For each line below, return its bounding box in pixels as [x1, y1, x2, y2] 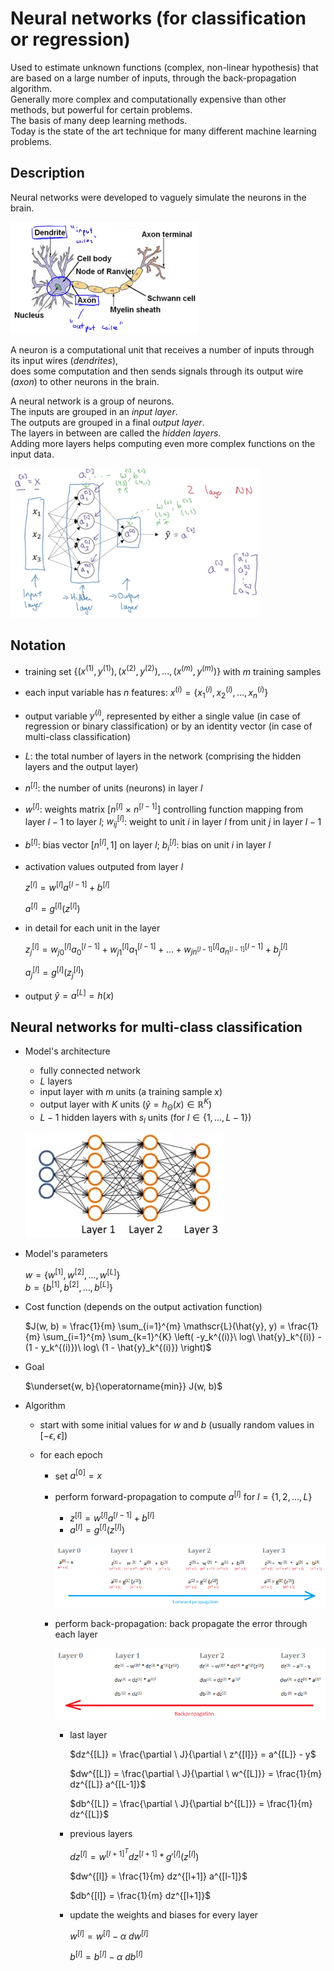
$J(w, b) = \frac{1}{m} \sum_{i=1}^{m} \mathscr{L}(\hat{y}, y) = [24, 1320, 286, 1332]
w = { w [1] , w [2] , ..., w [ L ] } [24, 1267, 121, 1281]
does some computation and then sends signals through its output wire [10, 365, 304, 377]
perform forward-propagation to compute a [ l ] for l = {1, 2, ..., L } [54, 1489, 313, 1503]
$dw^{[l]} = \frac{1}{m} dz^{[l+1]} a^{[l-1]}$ [69, 1870, 248, 1882]
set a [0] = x [54, 1468, 103, 1482]
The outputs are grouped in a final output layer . [10, 416, 205, 428]
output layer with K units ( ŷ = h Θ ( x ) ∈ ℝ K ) [39, 1097, 213, 1112]
